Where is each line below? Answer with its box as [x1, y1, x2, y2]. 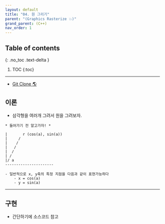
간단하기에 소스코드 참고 [12, 213, 59, 220]
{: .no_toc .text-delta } [5, 57, 50, 63]
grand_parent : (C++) [5, 21, 48, 26]
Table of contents [5, 44, 60, 52]
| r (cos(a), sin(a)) [5, 132, 63, 137]
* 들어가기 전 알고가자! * [5, 123, 51, 128]
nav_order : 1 [5, 26, 32, 31]
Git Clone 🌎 [12, 81, 37, 87]
